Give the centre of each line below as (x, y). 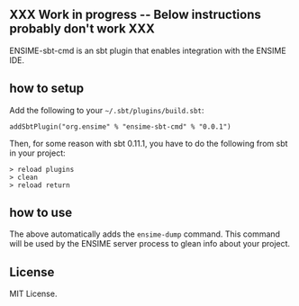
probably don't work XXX (82, 29)
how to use (41, 213)
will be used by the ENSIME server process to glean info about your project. (150, 244)
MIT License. (33, 294)
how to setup (47, 89)
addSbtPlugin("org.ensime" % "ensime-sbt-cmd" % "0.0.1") (120, 126)
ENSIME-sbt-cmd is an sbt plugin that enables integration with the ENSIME (148, 50)
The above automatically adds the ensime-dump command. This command (145, 234)
